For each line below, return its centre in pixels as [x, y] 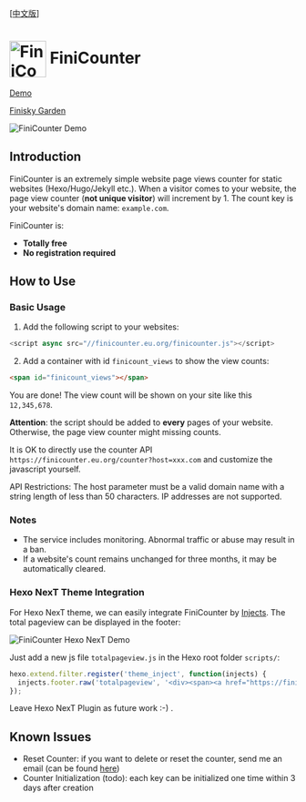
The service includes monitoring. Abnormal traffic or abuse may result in [158, 540]
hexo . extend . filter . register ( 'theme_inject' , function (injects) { [138, 674]
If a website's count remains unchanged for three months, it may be [150, 559]
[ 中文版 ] [25, 13]
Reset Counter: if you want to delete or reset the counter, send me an [152, 759]
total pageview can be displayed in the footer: [95, 622]
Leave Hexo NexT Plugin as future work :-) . [92, 708]
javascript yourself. [45, 469]
